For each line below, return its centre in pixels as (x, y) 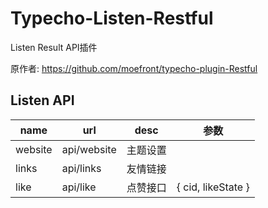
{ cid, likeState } (213, 187)
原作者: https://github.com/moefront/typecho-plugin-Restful (134, 68)
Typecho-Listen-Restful (112, 18)
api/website (89, 149)
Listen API (42, 100)
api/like (79, 187)
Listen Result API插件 (54, 47)
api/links (81, 168)
